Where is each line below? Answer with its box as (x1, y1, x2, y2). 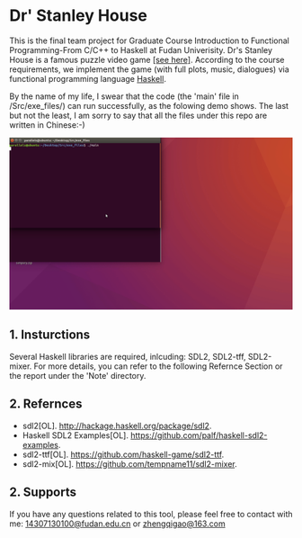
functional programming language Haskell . (9, 73, 166, 84)
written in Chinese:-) (9, 119, 85, 130)
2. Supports (9, 485, 77, 500)
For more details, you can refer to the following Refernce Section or (33, 361, 283, 372)
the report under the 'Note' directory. (9, 370, 147, 381)
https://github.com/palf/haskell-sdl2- (129, 429, 268, 441)
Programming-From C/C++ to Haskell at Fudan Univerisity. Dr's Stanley (9, 44, 272, 55)
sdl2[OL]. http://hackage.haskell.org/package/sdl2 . (22, 420, 212, 431)
